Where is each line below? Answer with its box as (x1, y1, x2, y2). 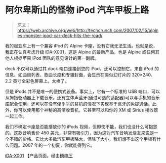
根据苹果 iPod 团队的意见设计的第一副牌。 (13, 55, 99, 61)
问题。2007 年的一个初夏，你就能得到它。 (9, 142, 95, 148)
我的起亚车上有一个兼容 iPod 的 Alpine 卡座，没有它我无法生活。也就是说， (5, 42, 158, 48)
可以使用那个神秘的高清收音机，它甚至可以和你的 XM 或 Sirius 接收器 (18, 107, 158, 113)
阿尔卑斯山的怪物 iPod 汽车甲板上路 (5, 4, 149, 16)
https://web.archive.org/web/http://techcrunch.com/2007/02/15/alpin (17, 27, 159, 33)
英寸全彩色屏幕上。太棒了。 (13, 78, 70, 84)
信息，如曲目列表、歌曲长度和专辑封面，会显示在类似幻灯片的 (5, 72, 131, 78)
